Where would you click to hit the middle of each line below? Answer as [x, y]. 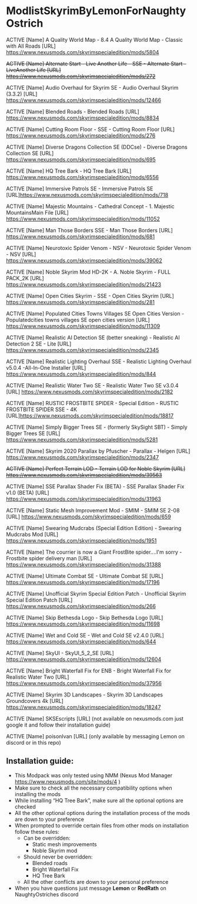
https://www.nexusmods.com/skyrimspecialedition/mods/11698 [83, 624]
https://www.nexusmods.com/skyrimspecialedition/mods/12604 [84, 659]
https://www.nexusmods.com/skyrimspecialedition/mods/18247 [84, 707]
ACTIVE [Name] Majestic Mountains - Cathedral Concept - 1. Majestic [90, 206]
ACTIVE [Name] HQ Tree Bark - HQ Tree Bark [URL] [69, 171]
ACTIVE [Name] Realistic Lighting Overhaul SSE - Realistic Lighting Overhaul [99, 361]
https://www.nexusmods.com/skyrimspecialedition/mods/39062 [84, 260]
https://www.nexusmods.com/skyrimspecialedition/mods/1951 [81, 540]
